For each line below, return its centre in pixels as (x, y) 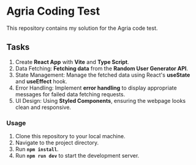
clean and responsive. (43, 107)
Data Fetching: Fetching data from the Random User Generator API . (102, 68)
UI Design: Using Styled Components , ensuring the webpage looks (100, 100)
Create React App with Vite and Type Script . (72, 61)
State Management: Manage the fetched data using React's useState (103, 75)
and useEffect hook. (41, 81)
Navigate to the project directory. (57, 143)
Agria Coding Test (53, 11)
